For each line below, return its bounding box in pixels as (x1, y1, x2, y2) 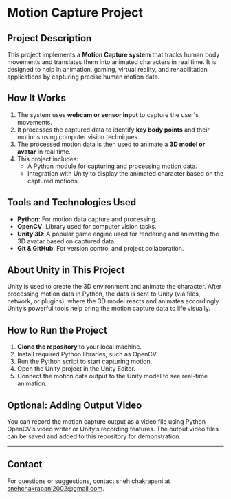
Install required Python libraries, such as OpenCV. (16, 350, 158, 358)
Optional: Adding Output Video (7, 399, 142, 411)
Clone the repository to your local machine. (16, 343, 142, 351)
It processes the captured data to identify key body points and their (16, 125, 210, 134)
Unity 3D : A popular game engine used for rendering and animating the (16, 230, 219, 238)
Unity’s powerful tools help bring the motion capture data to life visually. (7, 305, 211, 313)
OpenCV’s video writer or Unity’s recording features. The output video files (7, 425, 219, 434)
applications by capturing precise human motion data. (7, 72, 160, 81)
